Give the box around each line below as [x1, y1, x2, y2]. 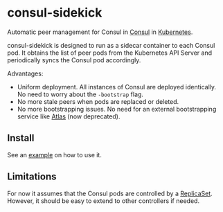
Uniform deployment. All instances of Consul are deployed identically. [17, 82, 217, 91]
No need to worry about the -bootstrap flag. [17, 90, 144, 98]
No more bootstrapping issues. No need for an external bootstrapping [17, 105, 217, 113]
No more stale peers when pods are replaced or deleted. [17, 97, 179, 105]
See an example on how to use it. [7, 150, 102, 159]
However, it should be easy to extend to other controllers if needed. [7, 196, 199, 205]
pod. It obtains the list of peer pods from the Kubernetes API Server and [7, 48, 213, 57]
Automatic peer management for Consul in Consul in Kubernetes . [7, 28, 193, 36]
